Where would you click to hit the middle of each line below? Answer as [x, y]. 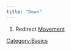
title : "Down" [24, 12]
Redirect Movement [40, 29]
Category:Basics [27, 40]
